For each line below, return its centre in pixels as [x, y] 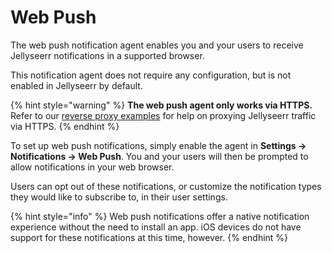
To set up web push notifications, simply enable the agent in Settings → [158, 145]
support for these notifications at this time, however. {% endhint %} [149, 237]
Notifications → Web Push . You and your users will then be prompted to [159, 156]
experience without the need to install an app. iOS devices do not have [156, 227]
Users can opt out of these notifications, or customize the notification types [166, 186]
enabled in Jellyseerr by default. [76, 85]
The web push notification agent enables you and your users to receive [157, 45]
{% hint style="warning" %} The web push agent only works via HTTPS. [161, 105]
